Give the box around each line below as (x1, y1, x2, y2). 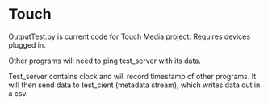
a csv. (8, 88, 28, 98)
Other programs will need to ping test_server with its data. (8, 56, 202, 65)
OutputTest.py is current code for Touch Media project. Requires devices (8, 31, 251, 41)
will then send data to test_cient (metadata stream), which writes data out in (8, 80, 261, 90)
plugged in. (8, 40, 46, 49)
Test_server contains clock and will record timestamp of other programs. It (8, 71, 257, 81)
